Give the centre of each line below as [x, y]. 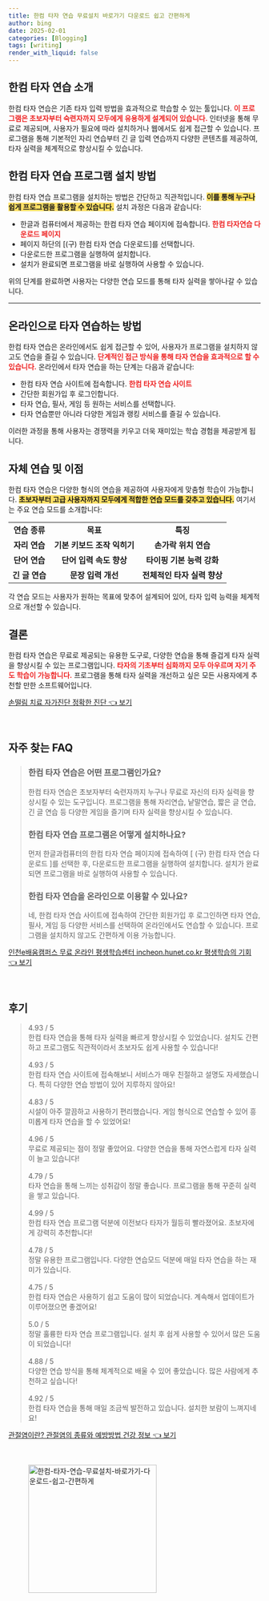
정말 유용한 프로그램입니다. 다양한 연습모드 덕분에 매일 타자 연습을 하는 [138, 1260]
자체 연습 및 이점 [46, 468]
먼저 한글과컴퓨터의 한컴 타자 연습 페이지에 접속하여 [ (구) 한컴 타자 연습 [139, 853]
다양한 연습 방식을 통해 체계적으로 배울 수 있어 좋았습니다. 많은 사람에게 [139, 1371]
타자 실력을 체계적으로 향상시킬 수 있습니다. [76, 148]
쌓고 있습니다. [58, 1196]
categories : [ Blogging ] [48, 38]
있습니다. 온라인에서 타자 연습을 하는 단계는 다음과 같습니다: [101, 367]
